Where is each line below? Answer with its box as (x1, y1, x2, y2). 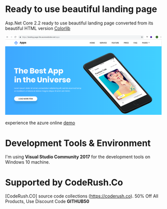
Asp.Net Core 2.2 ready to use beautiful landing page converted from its (5, 20, 154, 26)
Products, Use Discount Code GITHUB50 (5, 199, 89, 205)
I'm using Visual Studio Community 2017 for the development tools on (5, 154, 151, 160)
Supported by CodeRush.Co (5, 177, 123, 188)
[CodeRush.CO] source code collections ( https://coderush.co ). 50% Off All (5, 193, 159, 199)
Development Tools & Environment (5, 137, 151, 149)
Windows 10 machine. (5, 159, 50, 165)
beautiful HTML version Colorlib (5, 25, 71, 31)
